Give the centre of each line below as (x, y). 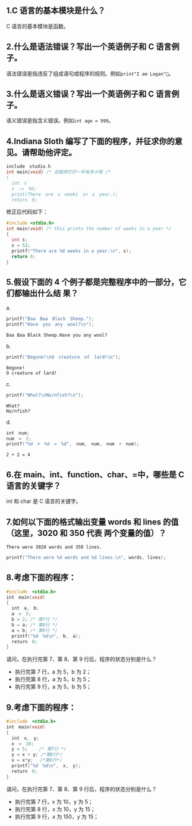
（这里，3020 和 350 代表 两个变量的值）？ (86, 533)
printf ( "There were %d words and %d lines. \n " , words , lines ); (86, 557)
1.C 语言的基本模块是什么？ (56, 11)
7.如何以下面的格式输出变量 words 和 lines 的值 (92, 522)
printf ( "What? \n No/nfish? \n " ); (45, 395)
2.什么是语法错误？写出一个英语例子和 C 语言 (89, 47)
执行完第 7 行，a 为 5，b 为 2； (53, 672)
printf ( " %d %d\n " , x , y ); (46, 766)
